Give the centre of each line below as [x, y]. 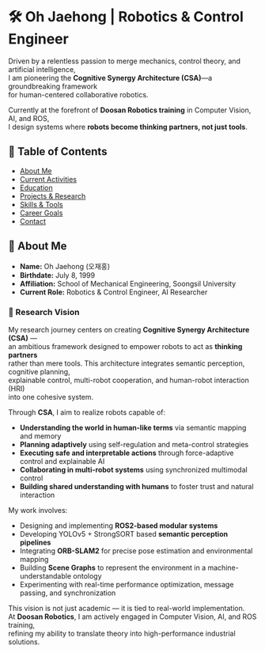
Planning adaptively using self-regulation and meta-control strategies [134, 444]
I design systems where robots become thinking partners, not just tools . [128, 127]
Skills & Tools [41, 204]
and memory [40, 436]
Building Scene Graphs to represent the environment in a [113, 568]
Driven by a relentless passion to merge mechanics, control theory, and [125, 61]
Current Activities [48, 179]
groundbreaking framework [53, 86]
